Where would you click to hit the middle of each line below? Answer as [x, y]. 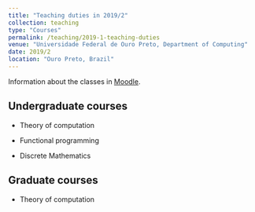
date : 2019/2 [30, 52]
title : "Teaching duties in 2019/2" [68, 15]
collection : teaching [44, 23]
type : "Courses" [35, 30]
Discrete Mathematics [55, 155]
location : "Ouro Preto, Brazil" [61, 60]
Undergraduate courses [68, 106]
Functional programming [59, 140]
